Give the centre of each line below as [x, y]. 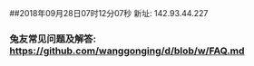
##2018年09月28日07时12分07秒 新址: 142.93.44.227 [109, 13]
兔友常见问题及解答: [53, 39]
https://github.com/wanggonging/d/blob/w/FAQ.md [127, 51]
